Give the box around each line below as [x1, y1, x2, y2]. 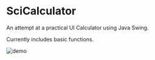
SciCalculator [6, 4, 77, 18]
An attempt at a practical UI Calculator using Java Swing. [6, 24, 149, 31]
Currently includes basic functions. [6, 35, 94, 43]
